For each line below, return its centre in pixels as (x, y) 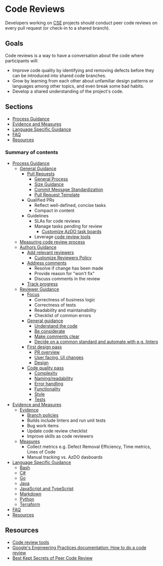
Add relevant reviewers (50, 252)
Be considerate (50, 331)
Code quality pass (45, 368)
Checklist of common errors (63, 315)
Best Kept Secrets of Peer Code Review (52, 558)
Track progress (42, 284)
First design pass (44, 347)
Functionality (47, 389)
